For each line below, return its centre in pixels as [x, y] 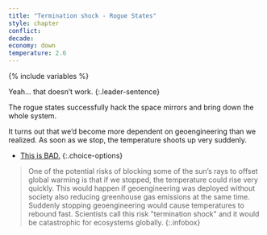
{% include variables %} [49, 76]
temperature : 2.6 [38, 53]
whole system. [33, 116]
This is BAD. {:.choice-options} [71, 155]
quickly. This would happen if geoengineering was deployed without [142, 188]
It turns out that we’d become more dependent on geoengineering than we [132, 131]
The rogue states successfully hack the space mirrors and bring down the [131, 107]
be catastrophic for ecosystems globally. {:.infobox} [114, 223]
